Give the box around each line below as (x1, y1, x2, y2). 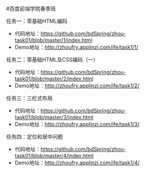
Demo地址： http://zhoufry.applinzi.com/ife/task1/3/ (14, 121, 140, 127)
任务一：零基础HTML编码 (6, 18, 68, 25)
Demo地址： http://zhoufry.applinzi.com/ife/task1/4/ (14, 159, 140, 166)
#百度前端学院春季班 (6, 5, 56, 12)
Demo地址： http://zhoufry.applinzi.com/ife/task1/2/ (14, 82, 140, 89)
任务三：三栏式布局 (6, 95, 53, 102)
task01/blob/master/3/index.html (14, 114, 94, 120)
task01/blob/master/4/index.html (14, 152, 94, 159)
